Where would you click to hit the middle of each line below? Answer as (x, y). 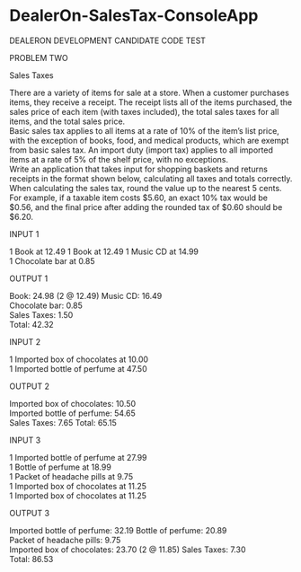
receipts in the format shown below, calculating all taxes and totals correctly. (151, 178)
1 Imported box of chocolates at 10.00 (79, 359)
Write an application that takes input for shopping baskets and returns (138, 169)
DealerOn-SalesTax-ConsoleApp (134, 16)
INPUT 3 (25, 440)
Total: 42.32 (31, 324)
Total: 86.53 (31, 559)
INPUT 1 (24, 233)
